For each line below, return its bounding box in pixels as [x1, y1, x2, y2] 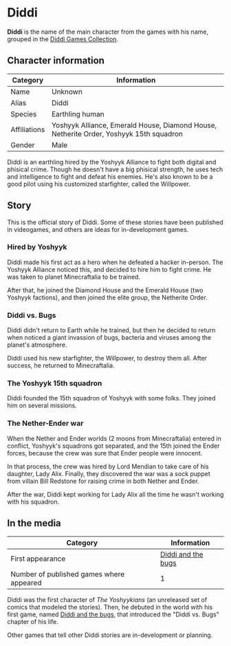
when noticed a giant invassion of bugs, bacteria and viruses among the [7, 334, 212, 342]
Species [10, 109, 37, 118]
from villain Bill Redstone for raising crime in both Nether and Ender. [7, 477, 199, 485]
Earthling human [51, 109, 104, 118]
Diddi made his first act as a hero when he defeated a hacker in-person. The [7, 258, 223, 266]
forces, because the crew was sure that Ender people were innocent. [7, 449, 203, 457]
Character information [7, 55, 105, 67]
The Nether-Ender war [7, 418, 84, 428]
